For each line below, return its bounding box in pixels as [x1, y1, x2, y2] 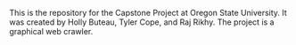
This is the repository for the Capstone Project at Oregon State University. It [9, 8, 287, 18]
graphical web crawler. [9, 26, 94, 36]
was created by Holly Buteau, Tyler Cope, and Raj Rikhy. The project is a [9, 17, 275, 27]
